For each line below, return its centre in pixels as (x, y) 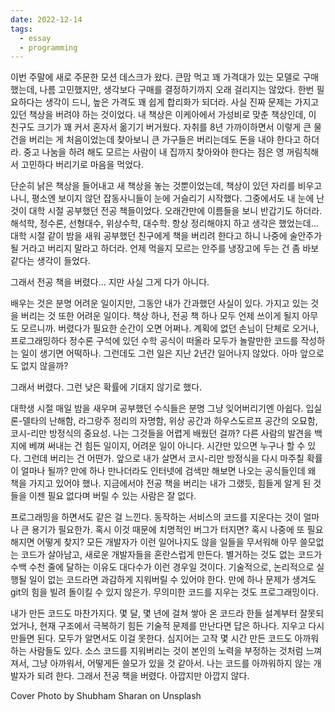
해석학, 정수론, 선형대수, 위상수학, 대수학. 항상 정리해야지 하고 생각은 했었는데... (164, 223)
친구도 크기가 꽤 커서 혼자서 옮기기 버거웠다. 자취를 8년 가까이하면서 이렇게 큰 (161, 127)
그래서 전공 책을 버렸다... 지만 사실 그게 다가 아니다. (110, 282)
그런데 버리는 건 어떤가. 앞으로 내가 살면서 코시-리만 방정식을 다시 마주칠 (164, 458)
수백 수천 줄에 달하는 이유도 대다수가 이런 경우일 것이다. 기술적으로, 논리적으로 (162, 567)
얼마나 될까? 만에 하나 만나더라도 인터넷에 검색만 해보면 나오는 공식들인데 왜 (168, 471)
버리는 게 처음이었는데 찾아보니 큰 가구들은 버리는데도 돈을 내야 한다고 (165, 140)
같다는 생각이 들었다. (50, 261)
